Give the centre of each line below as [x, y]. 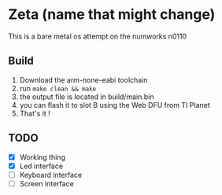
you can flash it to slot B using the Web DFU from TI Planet [115, 105]
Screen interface [47, 183]
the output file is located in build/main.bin [87, 97]
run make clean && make [58, 88]
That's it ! [35, 113]
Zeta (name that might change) [112, 15]
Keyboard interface [51, 175]
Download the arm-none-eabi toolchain [83, 79]
